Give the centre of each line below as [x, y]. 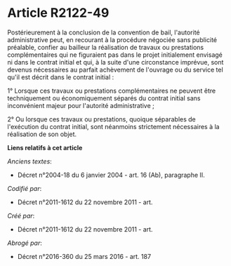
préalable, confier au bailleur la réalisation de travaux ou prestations [106, 47]
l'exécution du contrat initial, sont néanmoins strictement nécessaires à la [113, 126]
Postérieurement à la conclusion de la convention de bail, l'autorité [104, 32]
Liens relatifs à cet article [45, 147]
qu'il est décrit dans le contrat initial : [61, 77]
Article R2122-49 [58, 13]
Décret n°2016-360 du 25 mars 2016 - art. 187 [84, 256]
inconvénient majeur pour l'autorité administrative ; [81, 105]
